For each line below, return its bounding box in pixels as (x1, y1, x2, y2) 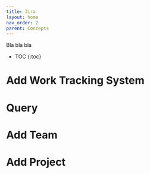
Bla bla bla (6, 42, 32, 49)
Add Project (6, 156, 66, 169)
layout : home (6, 14, 39, 20)
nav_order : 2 (6, 20, 39, 26)
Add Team (6, 128, 58, 141)
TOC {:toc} (14, 53, 42, 60)
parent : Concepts (6, 25, 49, 31)
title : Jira (6, 8, 36, 15)
